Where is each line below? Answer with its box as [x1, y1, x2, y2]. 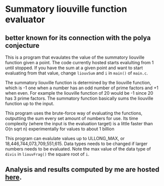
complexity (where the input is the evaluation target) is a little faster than [5, 121, 153, 126]
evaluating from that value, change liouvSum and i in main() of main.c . [5, 70, 148, 76]
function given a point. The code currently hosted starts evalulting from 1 [5, 60, 154, 65]
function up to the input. [5, 101, 55, 107]
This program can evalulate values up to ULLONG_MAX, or [5, 136, 125, 141]
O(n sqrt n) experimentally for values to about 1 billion [5, 126, 115, 132]
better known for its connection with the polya [5, 34, 151, 42]
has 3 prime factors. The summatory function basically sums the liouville [5, 95, 154, 101]
